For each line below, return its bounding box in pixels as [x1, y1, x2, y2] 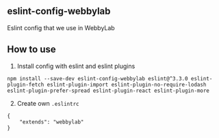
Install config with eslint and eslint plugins [16, 62, 136, 70]
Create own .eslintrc [16, 99, 80, 107]
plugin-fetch [7, 81, 44, 88]
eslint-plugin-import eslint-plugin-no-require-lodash [47, 81, 207, 88]
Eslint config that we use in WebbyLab [7, 23, 115, 32]
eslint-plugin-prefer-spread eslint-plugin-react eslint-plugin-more [7, 87, 210, 94]
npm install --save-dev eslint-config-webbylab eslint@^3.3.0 [7, 75, 188, 82]
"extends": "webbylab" [19, 118, 84, 126]
